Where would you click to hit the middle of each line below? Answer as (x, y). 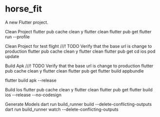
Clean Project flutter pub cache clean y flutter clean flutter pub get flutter (78, 31)
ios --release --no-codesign (33, 95)
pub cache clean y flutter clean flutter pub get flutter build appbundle (74, 71)
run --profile (18, 37)
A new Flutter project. (27, 22)
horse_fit (24, 9)
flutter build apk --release (31, 80)
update (12, 56)
